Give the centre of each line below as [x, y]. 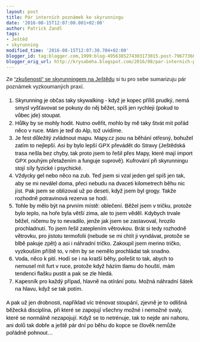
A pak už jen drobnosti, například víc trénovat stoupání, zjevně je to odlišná [97, 303]
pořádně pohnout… [30, 333]
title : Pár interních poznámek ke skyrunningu [65, 17]
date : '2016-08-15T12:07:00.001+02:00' [56, 23]
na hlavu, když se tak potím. [49, 289]
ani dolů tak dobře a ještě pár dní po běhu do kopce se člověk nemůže [91, 325]
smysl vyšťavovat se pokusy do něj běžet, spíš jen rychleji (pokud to [97, 108]
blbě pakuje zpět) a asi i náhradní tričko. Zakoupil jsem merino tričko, [98, 244]
